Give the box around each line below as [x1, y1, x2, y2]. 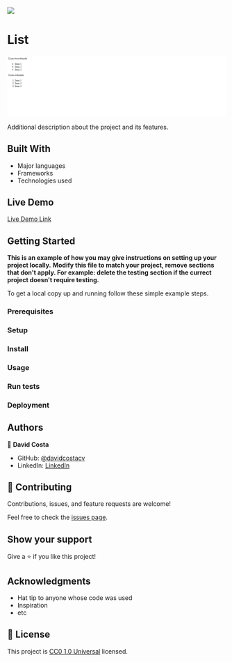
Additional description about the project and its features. [7, 123, 169, 131]
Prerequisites [7, 307, 53, 316]
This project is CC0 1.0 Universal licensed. [7, 647, 129, 655]
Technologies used [17, 176, 72, 185]
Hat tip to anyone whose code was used [17, 593, 133, 602]
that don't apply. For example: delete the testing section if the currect [7, 268, 212, 277]
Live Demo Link [7, 215, 52, 223]
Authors [7, 422, 44, 433]
